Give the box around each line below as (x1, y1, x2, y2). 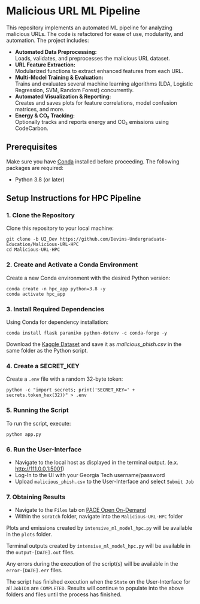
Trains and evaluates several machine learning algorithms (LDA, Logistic (14, 80, 193, 87)
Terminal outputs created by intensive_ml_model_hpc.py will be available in (6, 542, 190, 550)
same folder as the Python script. (6, 347, 89, 354)
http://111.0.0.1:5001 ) (14, 465, 65, 472)
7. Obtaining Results (6, 493, 66, 501)
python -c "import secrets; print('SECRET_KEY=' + (6, 387, 135, 393)
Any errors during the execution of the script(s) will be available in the (6, 560, 178, 567)
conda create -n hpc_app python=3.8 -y (6, 286, 106, 292)
